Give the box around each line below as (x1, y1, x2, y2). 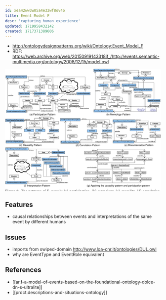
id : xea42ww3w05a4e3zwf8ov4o (5, 8, 65, 13)
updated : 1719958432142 (5, 24, 54, 29)
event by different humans (12, 219, 66, 225)
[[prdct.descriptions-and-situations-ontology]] (12, 289, 107, 295)
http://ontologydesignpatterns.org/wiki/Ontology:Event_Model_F (12, 43, 143, 49)
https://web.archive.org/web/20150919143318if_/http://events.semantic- (12, 53, 160, 59)
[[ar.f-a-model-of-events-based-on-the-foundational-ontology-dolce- (12, 279, 156, 285)
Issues (5, 233, 26, 242)
